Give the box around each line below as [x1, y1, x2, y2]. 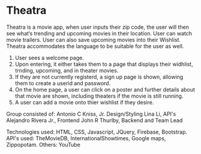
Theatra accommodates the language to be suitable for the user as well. [6, 43, 184, 50]
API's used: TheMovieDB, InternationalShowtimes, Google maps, [6, 134, 166, 141]
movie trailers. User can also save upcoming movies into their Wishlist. [6, 36, 181, 43]
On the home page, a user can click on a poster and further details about [14, 86, 195, 93]
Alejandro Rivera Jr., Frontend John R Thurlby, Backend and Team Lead [6, 116, 183, 123]
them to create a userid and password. [14, 79, 111, 87]
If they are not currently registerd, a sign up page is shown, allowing [14, 73, 184, 80]
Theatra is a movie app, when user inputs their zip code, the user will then [6, 23, 189, 31]
